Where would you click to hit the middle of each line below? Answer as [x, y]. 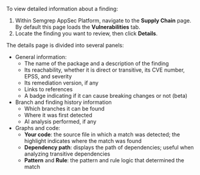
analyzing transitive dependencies [67, 154]
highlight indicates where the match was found [83, 141]
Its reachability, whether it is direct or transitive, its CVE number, [105, 70]
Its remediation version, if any [61, 83]
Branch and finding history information [64, 102]
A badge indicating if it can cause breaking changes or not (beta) [106, 96]
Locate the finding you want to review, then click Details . [86, 33]
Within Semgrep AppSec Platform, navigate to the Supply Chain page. [103, 20]
